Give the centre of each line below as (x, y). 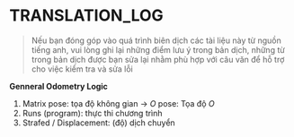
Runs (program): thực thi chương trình (93, 113)
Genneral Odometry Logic (58, 86)
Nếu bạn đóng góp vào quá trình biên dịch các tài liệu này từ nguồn (156, 40)
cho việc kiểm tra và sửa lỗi (82, 69)
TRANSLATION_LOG (86, 16)
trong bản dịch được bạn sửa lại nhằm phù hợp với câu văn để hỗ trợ (158, 59)
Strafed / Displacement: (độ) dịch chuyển (98, 123)
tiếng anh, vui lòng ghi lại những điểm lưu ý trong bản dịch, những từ (158, 49)
